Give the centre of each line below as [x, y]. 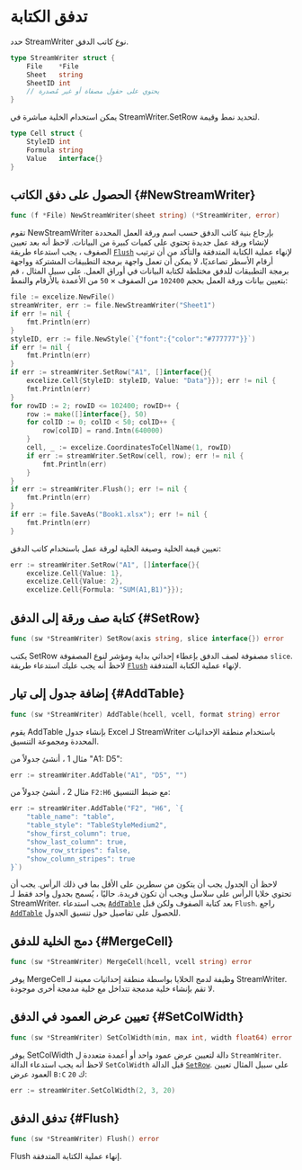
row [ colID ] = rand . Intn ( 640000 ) [103, 431]
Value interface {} [65, 158]
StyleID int [49, 142]
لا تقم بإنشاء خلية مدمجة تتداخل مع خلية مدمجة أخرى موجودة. [112, 989]
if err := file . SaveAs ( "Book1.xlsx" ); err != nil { [109, 514]
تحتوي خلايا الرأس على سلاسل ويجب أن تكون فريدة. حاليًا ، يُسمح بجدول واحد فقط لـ [151, 894]
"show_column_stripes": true [81, 859]
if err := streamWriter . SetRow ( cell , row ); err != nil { [135, 456]
